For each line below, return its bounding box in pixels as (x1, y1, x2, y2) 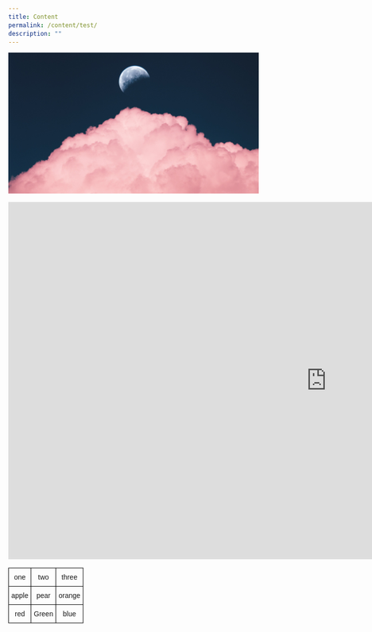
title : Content (8, 13, 59, 21)
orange (58, 591, 81, 599)
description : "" (8, 29, 62, 37)
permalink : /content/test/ (8, 21, 98, 29)
